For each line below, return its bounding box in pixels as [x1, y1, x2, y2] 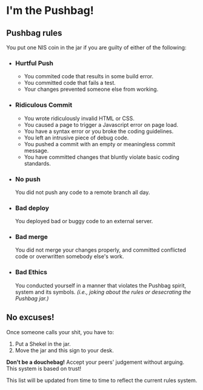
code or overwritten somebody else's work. [15, 253, 124, 260]
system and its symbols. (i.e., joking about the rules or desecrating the [15, 288, 191, 295]
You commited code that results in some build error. [24, 73, 153, 80]
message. [24, 147, 49, 154]
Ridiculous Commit [15, 101, 73, 109]
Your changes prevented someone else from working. [24, 86, 159, 93]
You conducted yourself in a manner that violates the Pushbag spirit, [15, 281, 187, 289]
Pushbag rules [6, 28, 62, 38]
